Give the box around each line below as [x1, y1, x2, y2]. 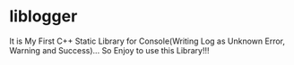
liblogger [9, 6, 78, 27]
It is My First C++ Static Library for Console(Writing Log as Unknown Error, [9, 36, 285, 46]
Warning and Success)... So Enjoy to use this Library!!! [9, 45, 210, 55]
